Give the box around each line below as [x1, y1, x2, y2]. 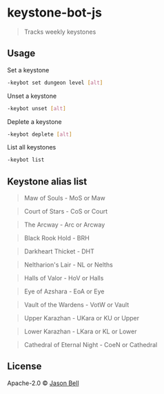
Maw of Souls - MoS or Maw [23, 194, 105, 203]
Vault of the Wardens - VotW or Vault [23, 301, 130, 309]
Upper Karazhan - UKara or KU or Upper [23, 314, 140, 322]
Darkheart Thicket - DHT [23, 247, 95, 256]
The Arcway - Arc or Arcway [23, 220, 105, 229]
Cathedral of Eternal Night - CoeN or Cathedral [23, 341, 158, 349]
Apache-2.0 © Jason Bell [7, 379, 79, 387]
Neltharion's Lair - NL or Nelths [23, 260, 114, 269]
